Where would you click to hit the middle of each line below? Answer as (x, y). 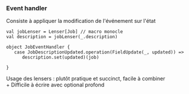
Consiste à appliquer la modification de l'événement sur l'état (81, 21)
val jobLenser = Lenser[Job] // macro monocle (65, 32)
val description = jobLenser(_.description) (62, 37)
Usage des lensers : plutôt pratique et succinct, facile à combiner (86, 79)
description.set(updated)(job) (60, 58)
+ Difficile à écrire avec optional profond (55, 85)
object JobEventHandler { (38, 47)
